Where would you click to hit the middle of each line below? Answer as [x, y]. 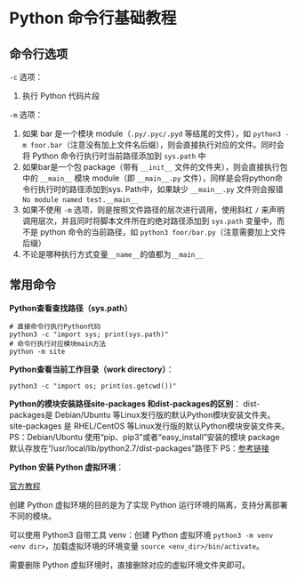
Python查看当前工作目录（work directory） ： [92, 369]
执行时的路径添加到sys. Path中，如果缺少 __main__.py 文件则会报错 [161, 189]
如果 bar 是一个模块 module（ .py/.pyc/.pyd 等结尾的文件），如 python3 [152, 133]
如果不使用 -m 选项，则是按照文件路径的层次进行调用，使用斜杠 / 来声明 [153, 209]
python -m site [37, 351]
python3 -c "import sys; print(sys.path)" [89, 334]
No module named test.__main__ [80, 200]
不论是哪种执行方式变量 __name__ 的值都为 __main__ [112, 254]
